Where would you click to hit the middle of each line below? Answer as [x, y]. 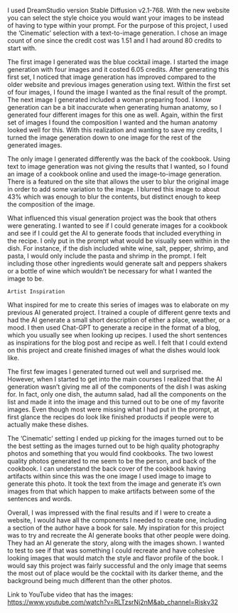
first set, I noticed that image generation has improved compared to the [112, 77]
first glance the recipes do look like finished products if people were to [111, 417]
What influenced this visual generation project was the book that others [112, 218]
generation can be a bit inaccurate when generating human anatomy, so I [114, 107]
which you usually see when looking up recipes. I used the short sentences [117, 335]
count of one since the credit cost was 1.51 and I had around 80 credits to [115, 41]
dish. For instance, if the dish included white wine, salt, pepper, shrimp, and [118, 248]
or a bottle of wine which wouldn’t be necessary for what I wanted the [110, 271]
